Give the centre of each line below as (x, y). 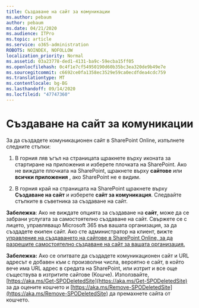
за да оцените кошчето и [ (40, 287)
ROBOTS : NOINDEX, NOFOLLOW (40, 50)
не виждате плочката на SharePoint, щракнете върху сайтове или (98, 170)
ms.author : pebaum (29, 17)
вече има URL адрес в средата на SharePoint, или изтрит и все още (92, 268)
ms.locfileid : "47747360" (38, 94)
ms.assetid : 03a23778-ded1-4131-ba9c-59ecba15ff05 (70, 61)
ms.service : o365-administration (48, 45)
